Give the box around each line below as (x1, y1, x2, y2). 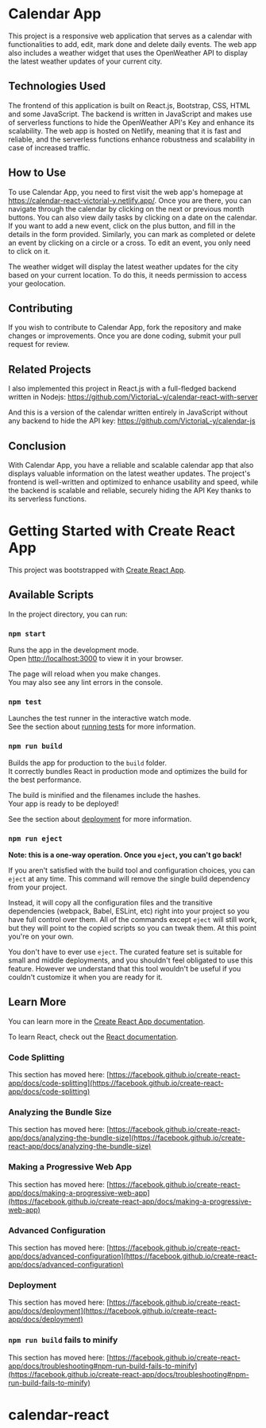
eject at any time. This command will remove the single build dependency (8, 874, 251, 883)
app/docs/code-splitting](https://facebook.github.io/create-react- (8, 1079, 224, 1088)
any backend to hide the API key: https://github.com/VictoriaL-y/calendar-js (8, 416, 256, 426)
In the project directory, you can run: (8, 609, 128, 619)
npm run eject (8, 834, 63, 843)
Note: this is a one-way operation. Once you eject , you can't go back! (8, 850, 242, 859)
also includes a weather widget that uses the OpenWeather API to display (8, 48, 249, 57)
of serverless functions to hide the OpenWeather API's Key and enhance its (8, 117, 255, 127)
